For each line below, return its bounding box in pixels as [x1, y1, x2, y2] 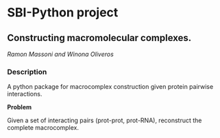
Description [7, 67, 47, 77]
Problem [7, 103, 32, 111]
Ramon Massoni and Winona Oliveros [7, 50, 114, 58]
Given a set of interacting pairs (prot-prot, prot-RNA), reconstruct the [7, 116, 202, 124]
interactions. [7, 90, 42, 98]
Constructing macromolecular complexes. [7, 32, 192, 44]
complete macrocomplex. [7, 124, 80, 132]
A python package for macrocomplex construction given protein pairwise [7, 83, 214, 91]
